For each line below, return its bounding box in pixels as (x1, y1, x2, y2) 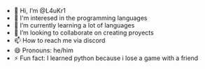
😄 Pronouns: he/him (13, 46, 73, 55)
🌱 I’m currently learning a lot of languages (13, 21, 135, 29)
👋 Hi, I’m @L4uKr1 (13, 7, 66, 14)
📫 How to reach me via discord (13, 37, 106, 44)
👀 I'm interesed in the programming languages (13, 14, 148, 22)
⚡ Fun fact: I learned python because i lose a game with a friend (13, 54, 199, 62)
